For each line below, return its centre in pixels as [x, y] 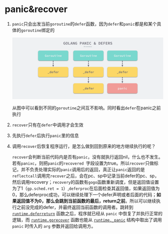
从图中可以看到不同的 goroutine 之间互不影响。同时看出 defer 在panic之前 [87, 108]
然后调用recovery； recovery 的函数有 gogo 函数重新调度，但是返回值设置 [86, 182]
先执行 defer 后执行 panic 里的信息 [45, 135]
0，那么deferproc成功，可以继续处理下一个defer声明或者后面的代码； [84, 194]
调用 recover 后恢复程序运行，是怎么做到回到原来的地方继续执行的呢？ [84, 146]
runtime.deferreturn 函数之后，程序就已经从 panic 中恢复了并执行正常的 [87, 213]
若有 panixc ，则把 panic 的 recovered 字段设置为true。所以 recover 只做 [83, 163]
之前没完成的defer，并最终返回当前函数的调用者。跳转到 [75, 207]
